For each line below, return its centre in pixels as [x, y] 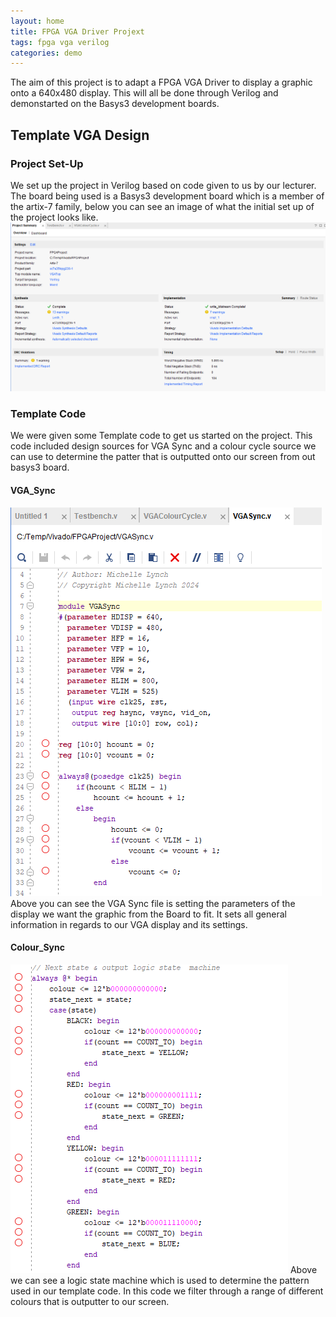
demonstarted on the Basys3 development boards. [115, 104]
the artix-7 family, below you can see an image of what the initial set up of [162, 206]
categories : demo [46, 53]
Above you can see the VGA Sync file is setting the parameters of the [153, 903]
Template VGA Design [80, 135]
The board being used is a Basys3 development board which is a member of [167, 196]
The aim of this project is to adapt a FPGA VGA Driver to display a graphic [161, 82]
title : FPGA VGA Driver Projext [77, 31]
